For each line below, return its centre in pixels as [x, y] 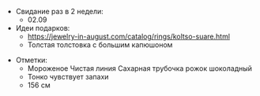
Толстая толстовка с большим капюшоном [100, 45]
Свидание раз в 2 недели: [60, 11]
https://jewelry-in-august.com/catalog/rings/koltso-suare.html [129, 36]
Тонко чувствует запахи [68, 77]
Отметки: [31, 60]
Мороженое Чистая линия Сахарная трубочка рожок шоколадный [140, 68]
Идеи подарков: [43, 28]
